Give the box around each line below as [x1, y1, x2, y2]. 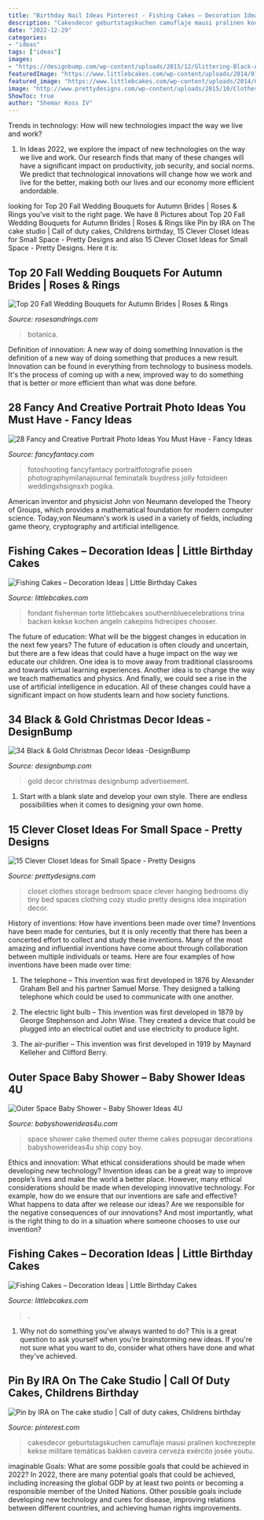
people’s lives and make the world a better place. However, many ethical [8, 1175, 242, 1183]
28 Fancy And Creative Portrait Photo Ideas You [8, 401, 246, 414]
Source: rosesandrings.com [8, 314, 98, 323]
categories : [8, 33, 47, 42]
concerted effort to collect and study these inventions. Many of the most [8, 935, 243, 944]
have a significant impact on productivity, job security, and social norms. [19, 161, 255, 171]
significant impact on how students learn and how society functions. [8, 690, 230, 700]
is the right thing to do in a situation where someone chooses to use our [8, 1216, 241, 1225]
